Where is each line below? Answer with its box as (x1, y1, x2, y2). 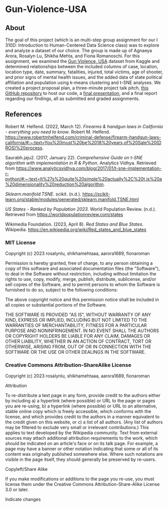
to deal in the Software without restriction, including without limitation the (5, 271, 156, 277)
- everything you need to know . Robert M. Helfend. (5, 129, 110, 135)
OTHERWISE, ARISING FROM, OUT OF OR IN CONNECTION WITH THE (5, 344, 151, 350)
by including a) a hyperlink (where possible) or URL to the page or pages (5, 398, 155, 404)
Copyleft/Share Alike (5, 466, 48, 472)
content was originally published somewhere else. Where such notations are (5, 451, 163, 457)
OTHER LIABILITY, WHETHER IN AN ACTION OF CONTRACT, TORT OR (5, 338, 151, 345)
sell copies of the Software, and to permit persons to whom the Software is (5, 281, 160, 287)
